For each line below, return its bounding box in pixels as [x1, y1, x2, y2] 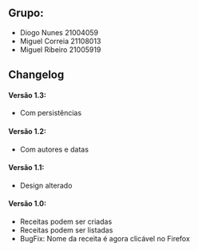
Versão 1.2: [8, 127, 46, 136]
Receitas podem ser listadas [19, 225, 113, 235]
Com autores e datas [19, 144, 89, 154]
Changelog [8, 68, 65, 82]
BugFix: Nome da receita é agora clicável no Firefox [19, 234, 190, 244]
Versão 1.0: [8, 199, 46, 208]
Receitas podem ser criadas [19, 217, 113, 227]
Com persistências [19, 108, 82, 118]
